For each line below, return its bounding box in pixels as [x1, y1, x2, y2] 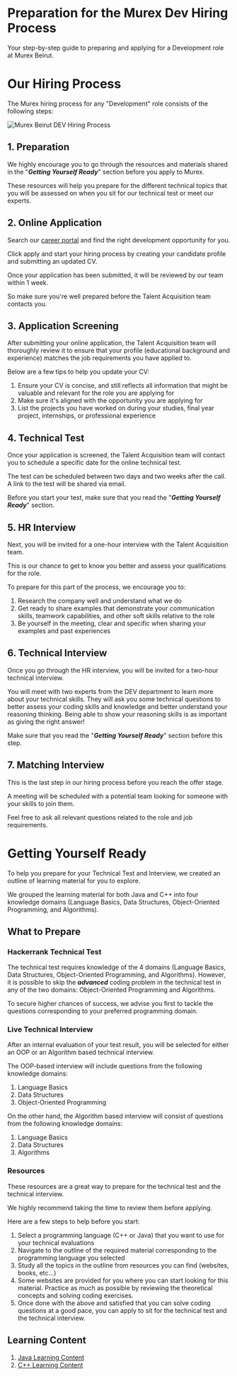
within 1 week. [7, 278, 49, 286]
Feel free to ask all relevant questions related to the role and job [7, 813, 193, 822]
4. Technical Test [7, 432, 85, 444]
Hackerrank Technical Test [7, 946, 102, 956]
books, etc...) [17, 1268, 57, 1277]
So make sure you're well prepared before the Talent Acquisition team [7, 292, 211, 301]
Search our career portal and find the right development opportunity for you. [7, 235, 231, 244]
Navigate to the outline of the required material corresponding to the [17, 1246, 217, 1254]
